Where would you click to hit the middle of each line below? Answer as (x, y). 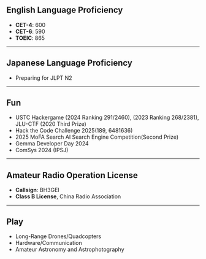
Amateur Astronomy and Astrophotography (70, 249)
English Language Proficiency (65, 10)
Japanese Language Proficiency (70, 63)
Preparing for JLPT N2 (44, 78)
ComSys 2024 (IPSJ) (42, 150)
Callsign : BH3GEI (37, 190)
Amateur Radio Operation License (72, 175)
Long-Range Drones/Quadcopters (58, 236)
